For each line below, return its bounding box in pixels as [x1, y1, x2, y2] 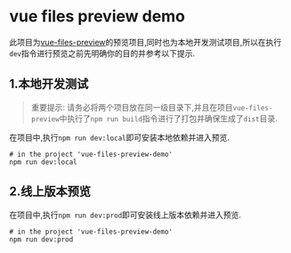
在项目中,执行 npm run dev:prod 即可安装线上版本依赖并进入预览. [9, 209, 242, 220]
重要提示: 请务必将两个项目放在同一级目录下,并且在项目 [30, 102, 233, 112]
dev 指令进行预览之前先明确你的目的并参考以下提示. [9, 47, 196, 59]
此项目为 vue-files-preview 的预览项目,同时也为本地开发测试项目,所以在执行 [9, 37, 282, 47]
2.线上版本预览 [9, 184, 92, 200]
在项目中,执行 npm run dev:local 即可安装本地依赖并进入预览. [9, 132, 230, 143]
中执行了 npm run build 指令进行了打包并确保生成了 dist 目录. [59, 113, 278, 124]
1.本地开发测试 [9, 77, 89, 92]
